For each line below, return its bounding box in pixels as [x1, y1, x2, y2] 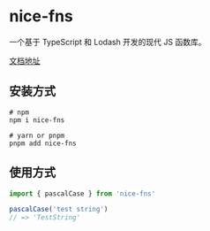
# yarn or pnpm [9, 131, 65, 140]
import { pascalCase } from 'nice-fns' [9, 189, 156, 198]
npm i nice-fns [9, 115, 65, 125]
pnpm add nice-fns [9, 139, 77, 148]
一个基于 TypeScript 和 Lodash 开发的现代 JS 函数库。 [9, 36, 206, 47]
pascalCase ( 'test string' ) [9, 205, 109, 214]
